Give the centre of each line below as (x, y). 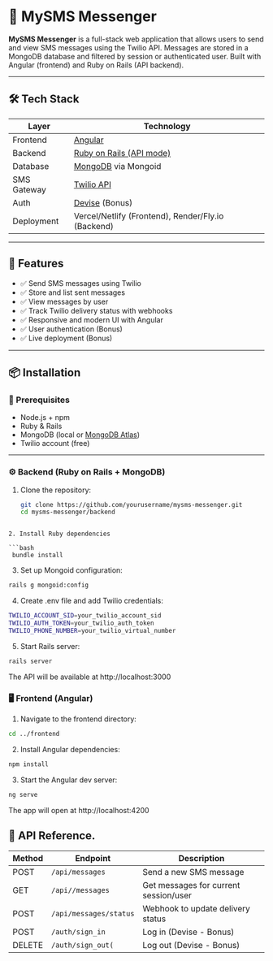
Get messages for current (191, 885)
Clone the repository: (56, 490)
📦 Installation (45, 372)
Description (201, 859)
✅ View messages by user (64, 301)
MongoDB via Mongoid (117, 166)
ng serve (23, 794)
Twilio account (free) (55, 444)
